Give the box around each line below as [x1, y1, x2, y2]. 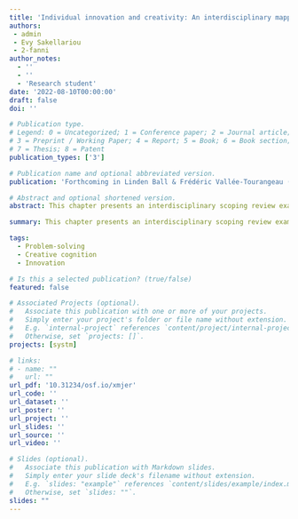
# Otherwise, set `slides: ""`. [9, 488, 137, 497]
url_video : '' [9, 439, 62, 448]
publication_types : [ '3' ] [9, 153, 105, 162]
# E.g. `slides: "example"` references [9, 479, 165, 489]
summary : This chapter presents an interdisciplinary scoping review [9, 218, 272, 227]
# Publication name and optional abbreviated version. [9, 169, 216, 178]
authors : [9, 21, 42, 30]
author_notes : [9, 54, 62, 63]
